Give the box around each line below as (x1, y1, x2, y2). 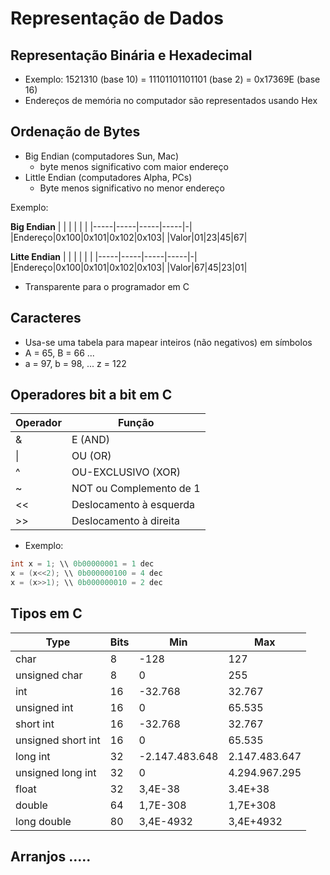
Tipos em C (10, 605, 83, 622)
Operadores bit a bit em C (10, 387, 173, 404)
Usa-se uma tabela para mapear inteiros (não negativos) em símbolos (24, 336, 313, 348)
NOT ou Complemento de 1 (71, 482, 201, 496)
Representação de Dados (10, 7, 224, 30)
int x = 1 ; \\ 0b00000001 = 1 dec (10, 559, 155, 569)
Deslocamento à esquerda (71, 498, 195, 512)
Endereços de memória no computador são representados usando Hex (24, 95, 318, 106)
